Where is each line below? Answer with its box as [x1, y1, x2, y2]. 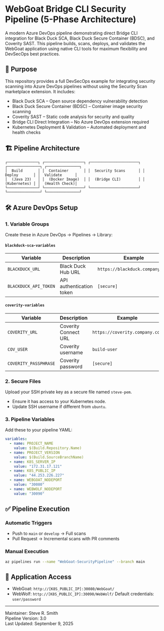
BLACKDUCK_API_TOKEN [7, 283, 55, 289]
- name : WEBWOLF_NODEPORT [9, 486, 62, 491]
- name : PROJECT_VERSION [9, 450, 60, 455]
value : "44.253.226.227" [14, 473, 64, 478]
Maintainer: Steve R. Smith [5, 610, 59, 616]
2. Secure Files [5, 378, 41, 384]
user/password [12, 597, 41, 602]
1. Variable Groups [5, 221, 49, 227]
